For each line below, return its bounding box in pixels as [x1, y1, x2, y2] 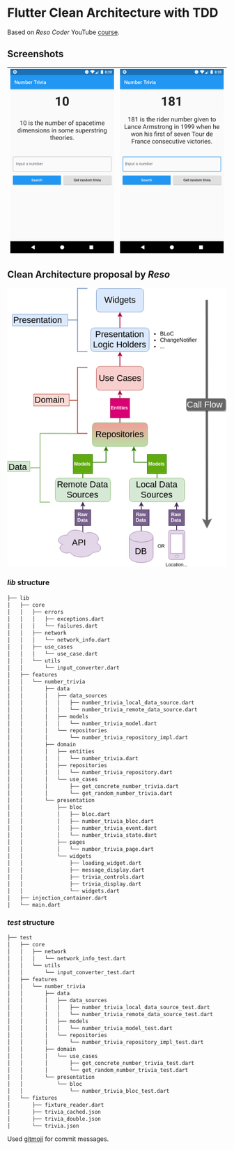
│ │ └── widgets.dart [7, 887, 120, 894]
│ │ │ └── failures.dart [7, 622, 98, 629]
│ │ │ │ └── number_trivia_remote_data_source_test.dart [7, 1011, 214, 1018]
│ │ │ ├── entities [7, 748, 95, 755]
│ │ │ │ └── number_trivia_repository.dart [7, 769, 173, 776]
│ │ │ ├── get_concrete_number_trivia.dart [7, 782, 179, 789]
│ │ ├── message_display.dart [7, 866, 145, 873]
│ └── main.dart [7, 901, 61, 908]
